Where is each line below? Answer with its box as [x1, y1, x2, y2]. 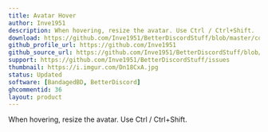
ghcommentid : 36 [8, 85, 62, 94]
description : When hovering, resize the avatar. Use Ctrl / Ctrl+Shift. [8, 26, 255, 34]
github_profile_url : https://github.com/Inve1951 [8, 41, 177, 49]
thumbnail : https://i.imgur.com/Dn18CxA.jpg [8, 64, 159, 72]
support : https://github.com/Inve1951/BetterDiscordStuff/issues [8, 56, 230, 64]
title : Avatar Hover [8, 11, 77, 20]
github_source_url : [8, 49, 73, 56]
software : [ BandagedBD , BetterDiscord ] [8, 78, 141, 86]
